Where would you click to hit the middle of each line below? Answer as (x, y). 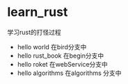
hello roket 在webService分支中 (62, 64)
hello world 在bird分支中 (52, 47)
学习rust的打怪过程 (34, 32)
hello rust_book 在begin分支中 (61, 56)
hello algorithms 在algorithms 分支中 (69, 73)
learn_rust (38, 12)
